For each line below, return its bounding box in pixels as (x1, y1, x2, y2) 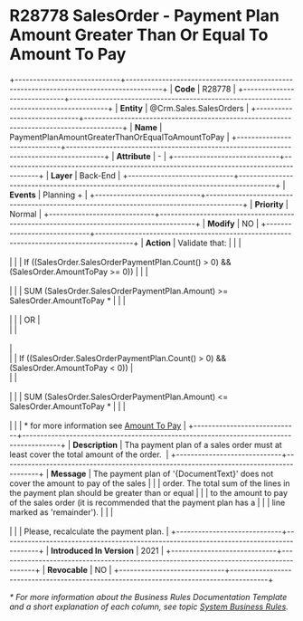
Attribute (116, 150, 151, 161)
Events (9, 189, 36, 200)
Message (51, 468, 87, 479)
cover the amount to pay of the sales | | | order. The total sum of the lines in (9, 477, 291, 489)
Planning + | (43, 189, 88, 200)
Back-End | (79, 169, 121, 181)
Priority (254, 198, 284, 209)
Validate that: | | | (177, 237, 241, 248)
